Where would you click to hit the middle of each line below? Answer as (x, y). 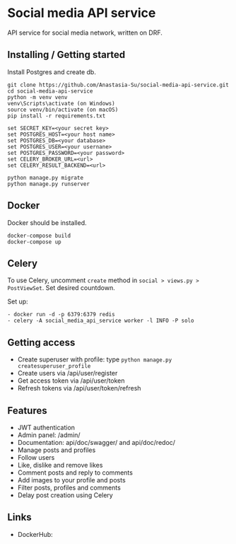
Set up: (18, 301)
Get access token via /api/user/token (71, 381)
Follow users (36, 457)
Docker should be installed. (47, 222)
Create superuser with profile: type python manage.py (95, 359)
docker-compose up (34, 242)
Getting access (41, 342)
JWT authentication (46, 427)
